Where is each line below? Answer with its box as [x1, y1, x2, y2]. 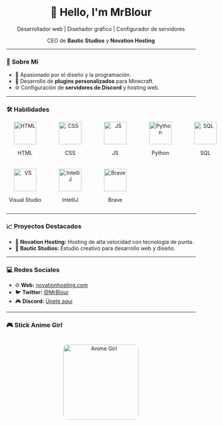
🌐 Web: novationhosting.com [14, 282, 88, 289]
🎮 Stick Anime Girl [6, 321, 63, 329]
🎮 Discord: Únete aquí [14, 297, 73, 305]
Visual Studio [8, 196, 42, 203]
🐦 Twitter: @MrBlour [14, 288, 69, 296]
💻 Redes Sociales [6, 266, 60, 274]
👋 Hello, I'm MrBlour [50, 5, 152, 19]
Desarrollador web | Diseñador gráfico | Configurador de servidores [17, 25, 185, 32]
